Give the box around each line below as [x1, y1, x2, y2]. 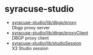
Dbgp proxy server [11, 24, 50, 30]
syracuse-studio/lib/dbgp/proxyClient [11, 30, 89, 36]
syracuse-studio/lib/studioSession [11, 40, 82, 46]
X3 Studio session [11, 45, 49, 51]
